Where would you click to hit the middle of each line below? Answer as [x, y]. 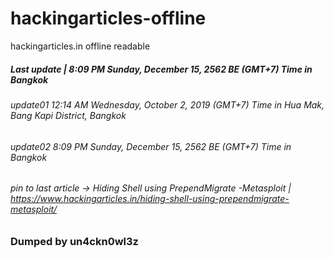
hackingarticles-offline [108, 18]
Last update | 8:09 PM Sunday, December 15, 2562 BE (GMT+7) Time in [161, 69]
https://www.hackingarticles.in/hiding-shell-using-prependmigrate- [150, 199]
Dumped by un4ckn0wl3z [74, 241]
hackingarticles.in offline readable [80, 46]
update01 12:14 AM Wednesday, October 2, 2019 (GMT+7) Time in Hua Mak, [167, 104]
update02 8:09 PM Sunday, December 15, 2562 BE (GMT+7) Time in [151, 146]
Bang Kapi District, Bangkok [68, 115]
